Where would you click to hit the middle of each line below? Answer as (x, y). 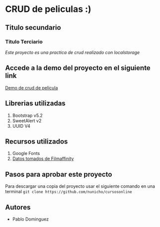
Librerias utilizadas (35, 104)
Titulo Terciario (24, 42)
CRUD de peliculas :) (48, 9)
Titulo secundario (33, 28)
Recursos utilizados (37, 141)
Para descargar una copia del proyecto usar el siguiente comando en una (80, 186)
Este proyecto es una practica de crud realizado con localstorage (73, 52)
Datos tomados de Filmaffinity (43, 159)
